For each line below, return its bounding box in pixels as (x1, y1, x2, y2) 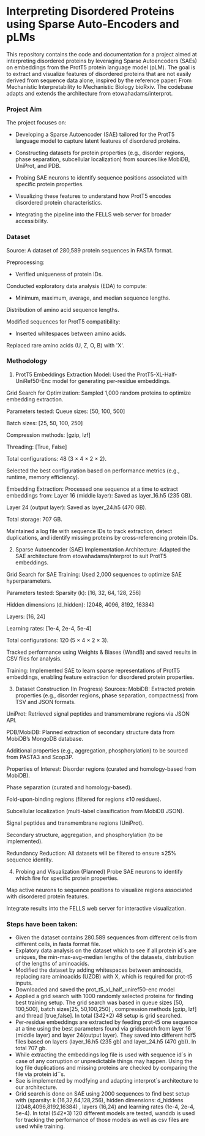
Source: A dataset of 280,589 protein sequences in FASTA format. (6, 246, 173, 254)
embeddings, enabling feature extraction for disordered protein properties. (6, 673, 195, 681)
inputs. (15, 979, 33, 987)
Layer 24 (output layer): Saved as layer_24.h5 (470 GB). (6, 504, 147, 511)
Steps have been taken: (6, 920, 78, 928)
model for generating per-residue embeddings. (52, 377, 171, 384)
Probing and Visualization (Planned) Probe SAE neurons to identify (15, 868, 183, 875)
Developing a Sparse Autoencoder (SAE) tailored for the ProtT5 (15, 131, 175, 138)
